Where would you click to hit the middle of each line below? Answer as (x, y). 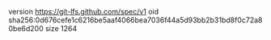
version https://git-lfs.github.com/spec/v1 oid (84, 12)
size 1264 (61, 28)
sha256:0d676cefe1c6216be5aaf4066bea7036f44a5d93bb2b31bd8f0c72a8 (135, 20)
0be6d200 (26, 28)
